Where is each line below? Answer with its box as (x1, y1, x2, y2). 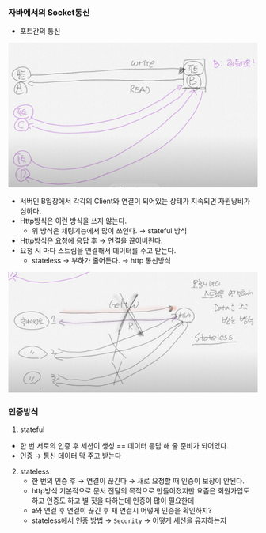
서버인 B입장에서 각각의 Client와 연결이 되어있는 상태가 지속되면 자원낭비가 (19, 196, 251, 206)
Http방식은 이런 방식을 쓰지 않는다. (19, 216, 127, 225)
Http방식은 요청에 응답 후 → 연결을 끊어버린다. (19, 236, 164, 245)
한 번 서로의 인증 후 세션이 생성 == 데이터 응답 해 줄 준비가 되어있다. (19, 441, 230, 451)
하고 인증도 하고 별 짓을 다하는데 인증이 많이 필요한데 (31, 496, 195, 505)
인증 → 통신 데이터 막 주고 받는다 (19, 451, 122, 460)
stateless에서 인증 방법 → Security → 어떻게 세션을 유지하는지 (31, 516, 227, 525)
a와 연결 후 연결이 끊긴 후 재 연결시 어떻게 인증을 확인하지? (31, 506, 212, 516)
